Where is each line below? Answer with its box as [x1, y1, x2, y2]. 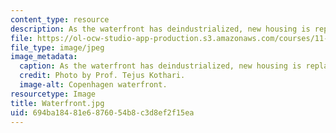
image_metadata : [10, 52, 78, 62]
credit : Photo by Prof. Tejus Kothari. [19, 71, 186, 81]
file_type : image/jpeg [10, 42, 105, 53]
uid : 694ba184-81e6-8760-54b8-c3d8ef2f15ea [10, 107, 195, 118]
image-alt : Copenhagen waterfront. [19, 80, 168, 90]
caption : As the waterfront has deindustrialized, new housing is [19, 61, 302, 71]
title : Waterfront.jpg [10, 98, 105, 108]
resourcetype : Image [10, 89, 97, 99]
